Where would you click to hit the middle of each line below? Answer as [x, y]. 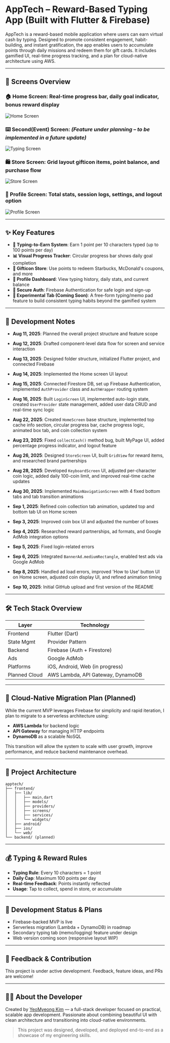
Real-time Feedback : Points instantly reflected [61, 884]
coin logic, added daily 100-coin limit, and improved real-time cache [83, 476]
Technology [95, 625]
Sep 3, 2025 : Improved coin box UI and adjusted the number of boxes [85, 522]
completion [24, 263]
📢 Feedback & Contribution [49, 959]
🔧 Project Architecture [41, 772]
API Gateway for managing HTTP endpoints [58, 731]
